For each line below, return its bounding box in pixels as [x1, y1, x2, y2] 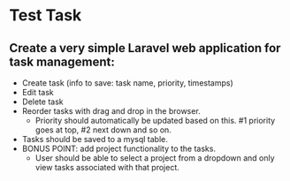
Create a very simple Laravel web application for [9, 41, 281, 56]
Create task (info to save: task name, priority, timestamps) [21, 78, 234, 88]
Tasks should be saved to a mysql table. [21, 134, 168, 144]
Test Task [9, 5, 82, 26]
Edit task [21, 87, 55, 97]
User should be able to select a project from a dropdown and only [34, 153, 276, 163]
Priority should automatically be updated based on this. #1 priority [34, 116, 276, 125]
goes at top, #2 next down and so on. [34, 124, 172, 135]
